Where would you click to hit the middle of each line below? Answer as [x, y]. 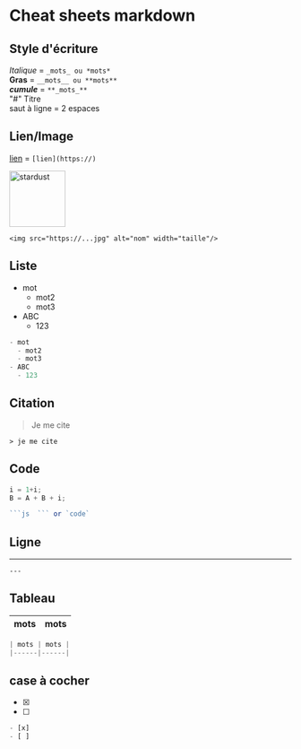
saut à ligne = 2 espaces [55, 108]
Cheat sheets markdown [103, 16]
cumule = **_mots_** [48, 89]
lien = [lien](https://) [53, 158]
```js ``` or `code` [50, 514]
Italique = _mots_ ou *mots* [60, 70]
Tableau [32, 599]
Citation [32, 403]
